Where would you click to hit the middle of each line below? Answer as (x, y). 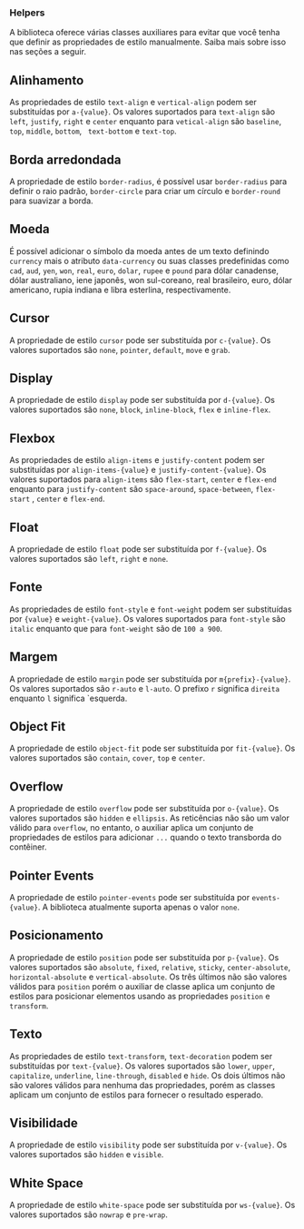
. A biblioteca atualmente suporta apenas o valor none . (139, 907)
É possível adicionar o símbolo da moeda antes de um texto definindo (139, 251)
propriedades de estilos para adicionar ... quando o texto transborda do (146, 838)
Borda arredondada (65, 159)
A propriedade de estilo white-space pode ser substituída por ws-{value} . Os (152, 1205)
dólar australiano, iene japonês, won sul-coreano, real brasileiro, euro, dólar (151, 280)
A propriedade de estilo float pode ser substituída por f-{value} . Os (138, 549)
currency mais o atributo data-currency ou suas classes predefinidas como (149, 261)
